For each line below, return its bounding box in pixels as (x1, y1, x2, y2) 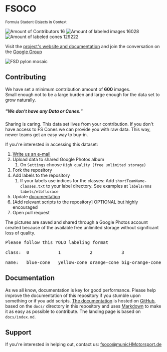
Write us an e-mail (12, 151, 51, 157)
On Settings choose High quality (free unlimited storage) (20, 161, 146, 168)
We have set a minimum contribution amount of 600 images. (5, 86, 130, 92)
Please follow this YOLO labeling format (5, 239, 109, 245)
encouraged (12, 204, 38, 210)
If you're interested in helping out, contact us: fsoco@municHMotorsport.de (5, 341, 162, 347)
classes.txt (20, 184, 45, 189)
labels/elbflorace (20, 189, 59, 194)
